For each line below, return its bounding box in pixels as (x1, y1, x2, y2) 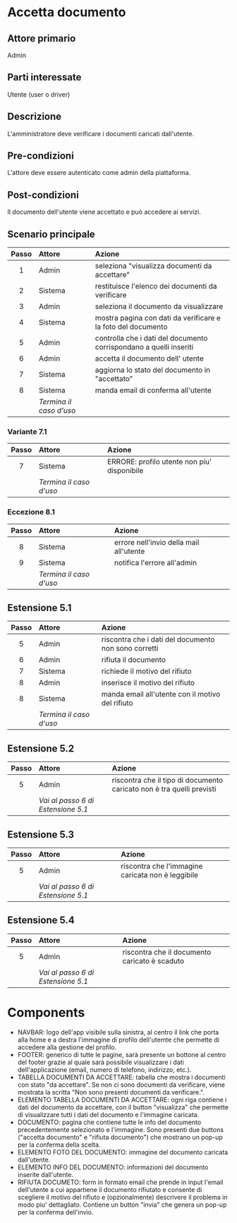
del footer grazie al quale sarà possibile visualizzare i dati (17, 1058, 185, 1066)
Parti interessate (7, 71, 82, 83)
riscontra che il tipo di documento (111, 776, 224, 785)
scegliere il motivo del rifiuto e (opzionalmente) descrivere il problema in (17, 1193, 228, 1201)
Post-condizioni (7, 188, 79, 201)
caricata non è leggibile (121, 870, 199, 880)
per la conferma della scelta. (17, 1140, 101, 1149)
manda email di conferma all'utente (95, 385, 212, 395)
